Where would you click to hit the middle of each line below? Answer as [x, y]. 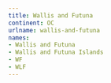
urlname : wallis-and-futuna [54, 30]
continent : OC [31, 23]
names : [19, 38]
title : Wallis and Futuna [50, 15]
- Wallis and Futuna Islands [56, 52]
